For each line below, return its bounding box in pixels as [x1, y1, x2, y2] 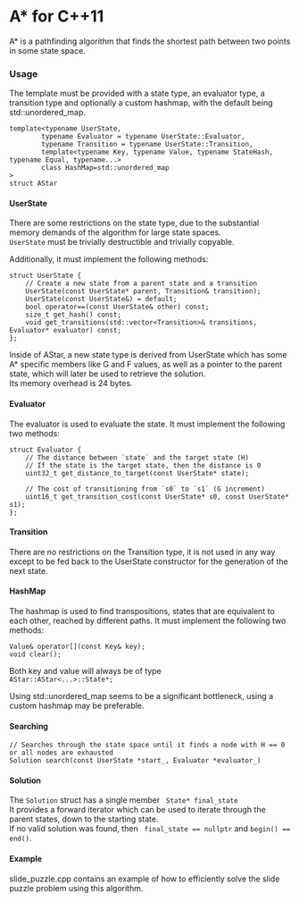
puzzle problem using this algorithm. [9, 882, 144, 893]
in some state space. [9, 45, 87, 55]
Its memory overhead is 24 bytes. [9, 378, 133, 389]
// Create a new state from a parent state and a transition [25, 279, 257, 288]
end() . [9, 833, 32, 844]
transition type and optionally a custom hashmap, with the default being [9, 97, 274, 108]
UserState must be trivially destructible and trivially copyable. [9, 237, 235, 248]
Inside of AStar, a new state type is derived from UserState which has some [9, 350, 287, 360]
